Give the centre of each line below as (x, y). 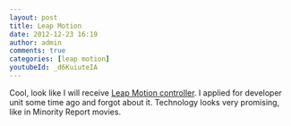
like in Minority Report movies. (65, 112)
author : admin (36, 42)
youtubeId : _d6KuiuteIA (54, 68)
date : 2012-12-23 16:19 (54, 34)
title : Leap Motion (46, 26)
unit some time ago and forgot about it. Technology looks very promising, (145, 102)
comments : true (38, 51)
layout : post (34, 17)
